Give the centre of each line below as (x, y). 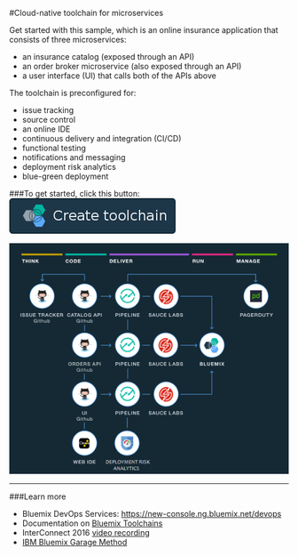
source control (49, 120)
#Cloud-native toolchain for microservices (86, 13)
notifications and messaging (74, 157)
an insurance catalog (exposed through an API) (108, 56)
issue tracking (47, 110)
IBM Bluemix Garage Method (74, 542)
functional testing (54, 148)
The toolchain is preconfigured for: (73, 93)
